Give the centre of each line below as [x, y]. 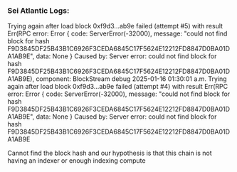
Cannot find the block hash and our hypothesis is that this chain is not [110, 153]
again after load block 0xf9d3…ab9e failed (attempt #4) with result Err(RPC [118, 87]
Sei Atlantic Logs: [38, 11]
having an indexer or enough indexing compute [77, 161]
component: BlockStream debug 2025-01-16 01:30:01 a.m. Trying [131, 79]
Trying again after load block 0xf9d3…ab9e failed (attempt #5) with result [115, 26]
